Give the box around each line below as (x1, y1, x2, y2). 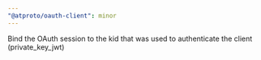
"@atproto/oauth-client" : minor (7, 11, 117, 20)
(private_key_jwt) (7, 42, 65, 52)
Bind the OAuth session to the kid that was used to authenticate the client (7, 34, 253, 43)
